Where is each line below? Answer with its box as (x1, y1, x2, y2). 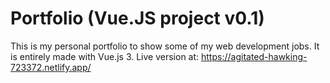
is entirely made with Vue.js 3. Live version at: (10, 50, 200, 62)
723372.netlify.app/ (10, 61, 92, 73)
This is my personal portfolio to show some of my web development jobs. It (10, 40, 320, 52)
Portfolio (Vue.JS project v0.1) (10, 7, 265, 30)
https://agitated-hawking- (201, 50, 308, 62)
